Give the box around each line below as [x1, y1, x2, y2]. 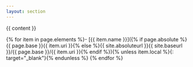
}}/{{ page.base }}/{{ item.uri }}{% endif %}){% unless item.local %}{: [6, 48, 174, 55]
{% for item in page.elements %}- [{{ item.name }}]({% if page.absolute [6, 36, 179, 43]
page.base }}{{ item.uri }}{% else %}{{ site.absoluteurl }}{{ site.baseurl [11, 42, 183, 49]
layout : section [6, 8, 46, 15]
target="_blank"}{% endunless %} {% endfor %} [6, 54, 123, 61]
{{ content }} [6, 24, 36, 31]
